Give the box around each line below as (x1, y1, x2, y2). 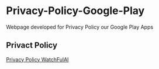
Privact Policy (6, 40, 57, 50)
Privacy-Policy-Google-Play (6, 4, 145, 18)
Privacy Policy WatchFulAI (6, 56, 69, 63)
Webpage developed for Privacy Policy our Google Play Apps (6, 23, 154, 30)
